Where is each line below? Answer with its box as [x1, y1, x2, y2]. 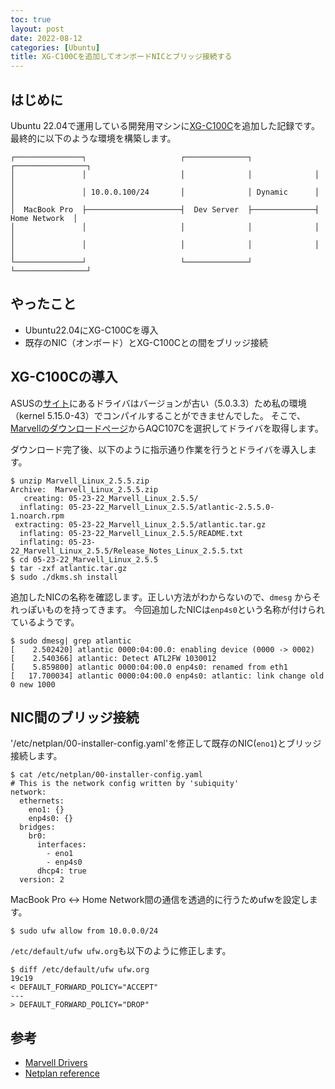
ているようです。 [10, 616, 80, 628]
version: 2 [19, 875, 65, 885]
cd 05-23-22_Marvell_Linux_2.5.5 [19, 554, 159, 565]
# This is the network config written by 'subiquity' [10, 779, 240, 789]
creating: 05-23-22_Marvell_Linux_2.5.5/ [23, 493, 199, 503]
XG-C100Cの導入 [10, 369, 118, 386]
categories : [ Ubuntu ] [10, 42, 101, 53]
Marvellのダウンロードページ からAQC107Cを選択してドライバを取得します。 [10, 422, 324, 434]
